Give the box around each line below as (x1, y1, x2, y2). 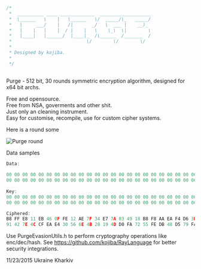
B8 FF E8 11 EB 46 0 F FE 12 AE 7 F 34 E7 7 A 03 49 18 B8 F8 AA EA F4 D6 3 (6, 216, 194, 222)
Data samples (6, 149, 40, 156)
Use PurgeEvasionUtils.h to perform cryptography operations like (6, 232, 167, 240)
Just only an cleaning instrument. (6, 108, 89, 115)
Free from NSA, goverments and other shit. (6, 101, 112, 108)
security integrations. (6, 245, 59, 252)
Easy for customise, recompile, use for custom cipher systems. (6, 114, 162, 122)
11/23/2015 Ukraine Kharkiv (6, 257, 74, 264)
